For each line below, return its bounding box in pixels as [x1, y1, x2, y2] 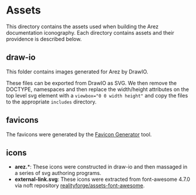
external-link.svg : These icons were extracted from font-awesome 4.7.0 [14, 176, 191, 183]
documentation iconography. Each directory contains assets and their [6, 29, 174, 36]
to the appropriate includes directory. [6, 98, 97, 105]
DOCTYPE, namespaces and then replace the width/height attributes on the [6, 86, 190, 93]
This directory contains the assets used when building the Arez [6, 23, 159, 30]
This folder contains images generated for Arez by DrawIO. [6, 68, 148, 75]
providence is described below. [6, 35, 82, 42]
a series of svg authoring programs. [14, 170, 102, 177]
